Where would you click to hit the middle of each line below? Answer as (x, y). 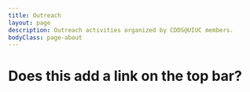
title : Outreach (35, 15)
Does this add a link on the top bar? (125, 76)
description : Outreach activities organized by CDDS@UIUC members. (121, 30)
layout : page (29, 23)
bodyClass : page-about (45, 37)
